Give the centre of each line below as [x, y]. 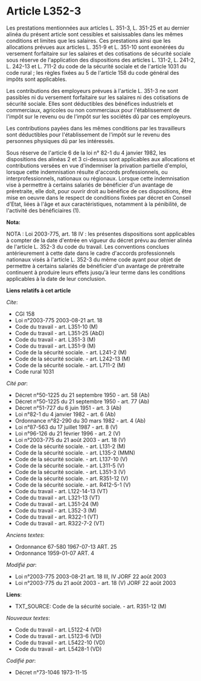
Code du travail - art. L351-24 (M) [57, 504]
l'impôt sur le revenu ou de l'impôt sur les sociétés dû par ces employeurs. [99, 117]
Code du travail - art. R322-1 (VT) [56, 517]
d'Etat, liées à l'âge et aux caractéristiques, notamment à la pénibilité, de [97, 204]
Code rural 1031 [34, 371]
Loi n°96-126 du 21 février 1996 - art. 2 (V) [68, 433]
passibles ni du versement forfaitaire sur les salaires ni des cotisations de [97, 97]
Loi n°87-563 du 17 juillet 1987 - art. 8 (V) [66, 427]
